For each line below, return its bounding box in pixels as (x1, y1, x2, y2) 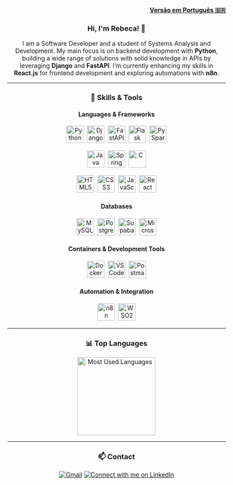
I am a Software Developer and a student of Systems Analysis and (21, 40, 212, 48)
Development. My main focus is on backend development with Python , (15, 47, 218, 55)
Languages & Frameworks (78, 110, 155, 118)
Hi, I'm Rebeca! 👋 (87, 24, 146, 33)
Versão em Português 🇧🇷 (149, 6, 226, 14)
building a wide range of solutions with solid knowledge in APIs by (21, 54, 212, 63)
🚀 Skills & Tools (90, 93, 143, 103)
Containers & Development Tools (68, 245, 165, 253)
